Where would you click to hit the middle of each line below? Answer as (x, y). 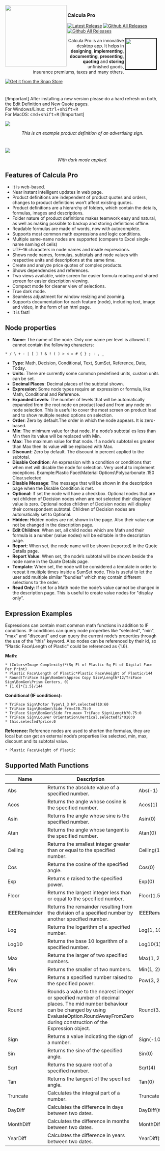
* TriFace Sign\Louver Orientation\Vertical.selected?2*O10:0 (70, 717)
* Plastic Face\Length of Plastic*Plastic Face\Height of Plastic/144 (79, 674)
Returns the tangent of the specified (89, 1079)
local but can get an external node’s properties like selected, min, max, (77, 736)
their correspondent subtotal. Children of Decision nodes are (74, 509)
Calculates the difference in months (88, 1121)
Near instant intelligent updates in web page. (57, 192)
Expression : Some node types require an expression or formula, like (81, 389)
